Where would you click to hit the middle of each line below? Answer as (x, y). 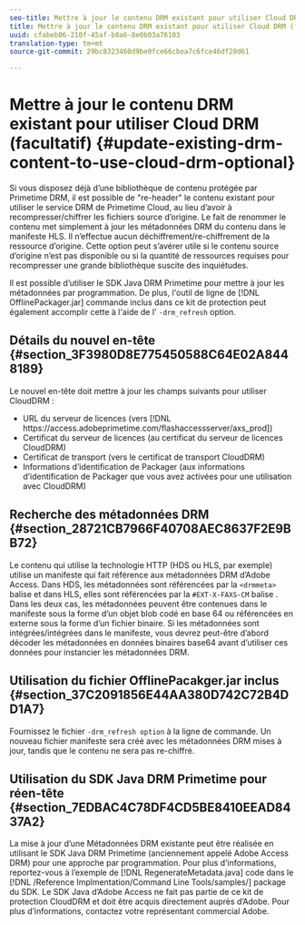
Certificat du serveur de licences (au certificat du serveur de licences (152, 437)
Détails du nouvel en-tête (83, 341)
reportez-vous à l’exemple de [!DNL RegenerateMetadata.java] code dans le (152, 873)
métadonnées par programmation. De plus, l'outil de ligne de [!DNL (135, 293)
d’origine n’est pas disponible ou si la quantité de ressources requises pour (149, 256)
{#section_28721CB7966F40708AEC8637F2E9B (151, 529)
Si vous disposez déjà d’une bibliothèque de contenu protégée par (133, 188)
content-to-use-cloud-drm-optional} (152, 163)
